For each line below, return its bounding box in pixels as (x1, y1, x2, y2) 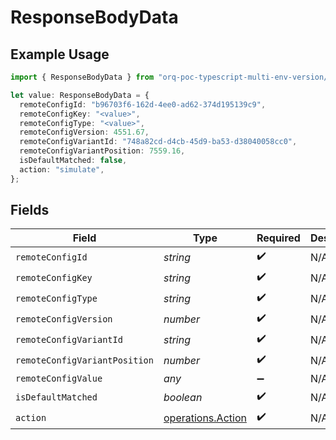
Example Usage (10, 46, 110, 63)
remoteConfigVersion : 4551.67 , (19, 127, 150, 138)
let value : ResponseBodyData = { (10, 90, 150, 100)
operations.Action (163, 411, 247, 425)
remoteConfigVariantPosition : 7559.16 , (19, 146, 186, 156)
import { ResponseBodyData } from (10, 72, 155, 82)
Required (256, 231, 301, 245)
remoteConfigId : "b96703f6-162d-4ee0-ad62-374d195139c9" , (19, 99, 267, 110)
